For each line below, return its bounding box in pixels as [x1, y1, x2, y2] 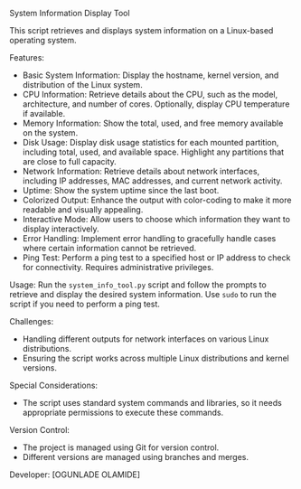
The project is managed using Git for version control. [22, 442, 220, 453]
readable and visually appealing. [22, 204, 144, 215]
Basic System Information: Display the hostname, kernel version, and [22, 70, 279, 80]
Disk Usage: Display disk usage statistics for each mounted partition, [22, 137, 279, 147]
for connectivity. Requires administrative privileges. [22, 262, 214, 272]
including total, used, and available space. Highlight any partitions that [22, 146, 285, 157]
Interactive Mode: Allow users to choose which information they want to [22, 214, 291, 224]
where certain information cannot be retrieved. [22, 243, 197, 253]
